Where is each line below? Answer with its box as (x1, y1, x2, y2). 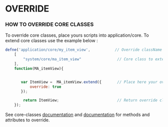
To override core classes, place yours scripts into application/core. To (5, 32, 149, 38)
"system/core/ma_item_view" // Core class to (23, 57, 153, 62)
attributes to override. (5, 117, 50, 123)
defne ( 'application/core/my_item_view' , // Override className (5, 47, 162, 53)
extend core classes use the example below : (5, 38, 98, 44)
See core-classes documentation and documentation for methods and (5, 111, 150, 118)
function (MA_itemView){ (14, 66, 64, 71)
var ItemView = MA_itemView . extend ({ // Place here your (20, 79, 157, 84)
